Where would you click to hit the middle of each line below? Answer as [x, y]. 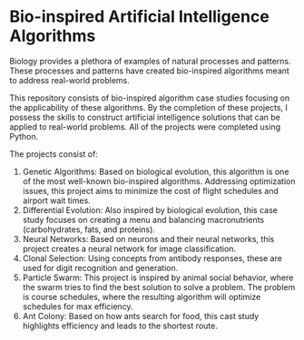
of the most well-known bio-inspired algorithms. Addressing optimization [159, 181]
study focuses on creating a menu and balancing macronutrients [143, 219]
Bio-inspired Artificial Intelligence [139, 17]
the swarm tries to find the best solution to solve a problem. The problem [159, 287]
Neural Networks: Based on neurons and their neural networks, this [148, 238]
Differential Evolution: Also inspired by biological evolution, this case [150, 209]
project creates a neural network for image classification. [129, 248]
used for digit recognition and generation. [100, 267]
